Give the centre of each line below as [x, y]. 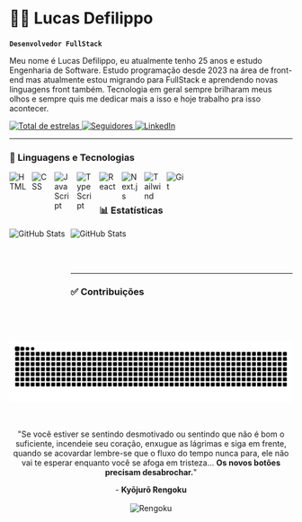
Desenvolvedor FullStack [56, 44]
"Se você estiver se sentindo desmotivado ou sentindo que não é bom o [151, 434]
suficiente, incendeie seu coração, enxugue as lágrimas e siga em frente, [151, 444]
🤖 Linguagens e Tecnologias [72, 157]
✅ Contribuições [107, 292]
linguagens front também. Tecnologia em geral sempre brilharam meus [141, 89]
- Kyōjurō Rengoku [151, 490]
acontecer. [29, 108]
